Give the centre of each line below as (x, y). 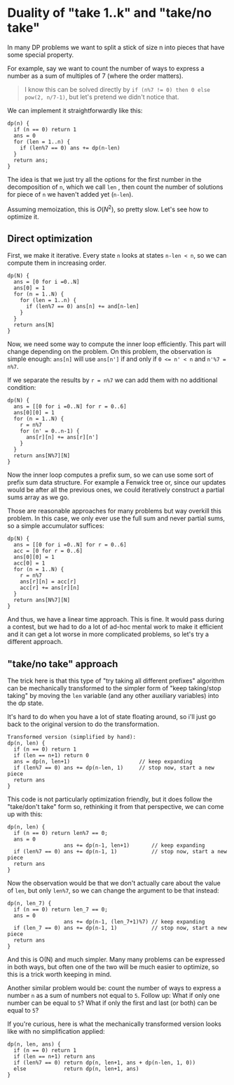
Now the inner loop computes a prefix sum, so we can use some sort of (110, 475)
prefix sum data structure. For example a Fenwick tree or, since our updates (117, 482)
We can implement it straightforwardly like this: (75, 110)
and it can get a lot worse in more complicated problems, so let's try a (108, 634)
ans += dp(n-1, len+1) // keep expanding (134, 846)
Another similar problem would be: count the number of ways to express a (114, 988)
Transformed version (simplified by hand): (72, 737)
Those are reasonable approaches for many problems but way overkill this (115, 511)
